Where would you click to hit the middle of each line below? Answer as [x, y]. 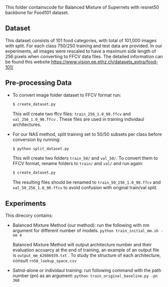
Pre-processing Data [38, 83]
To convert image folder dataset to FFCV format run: [67, 95]
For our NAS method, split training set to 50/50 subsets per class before [87, 134]
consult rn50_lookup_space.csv [45, 261]
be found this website [28, 62]
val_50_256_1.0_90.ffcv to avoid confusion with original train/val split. [85, 188]
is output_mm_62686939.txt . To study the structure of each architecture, [87, 255]
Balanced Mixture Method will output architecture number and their [82, 245]
